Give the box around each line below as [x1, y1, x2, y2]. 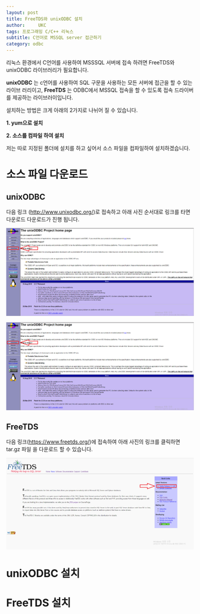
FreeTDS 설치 [6, 596, 71, 610]
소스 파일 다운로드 [6, 168, 88, 181]
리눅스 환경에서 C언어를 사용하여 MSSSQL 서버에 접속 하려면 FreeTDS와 [6, 59, 175, 66]
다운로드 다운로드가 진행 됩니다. [6, 216, 80, 223]
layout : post [6, 10, 39, 15]
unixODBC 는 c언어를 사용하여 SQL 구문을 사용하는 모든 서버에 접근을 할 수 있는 [6, 79, 193, 86]
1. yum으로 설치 [6, 119, 43, 126]
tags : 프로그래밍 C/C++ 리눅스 [6, 29, 74, 35]
